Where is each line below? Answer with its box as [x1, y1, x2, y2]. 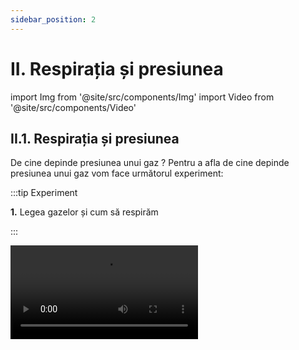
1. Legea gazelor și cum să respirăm [10, 206, 159, 218]
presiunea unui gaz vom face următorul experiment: [10, 167, 224, 180]
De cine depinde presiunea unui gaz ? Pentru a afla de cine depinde [10, 157, 290, 169]
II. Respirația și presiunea [10, 57, 224, 80]
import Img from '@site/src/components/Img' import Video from [10, 91, 275, 103]
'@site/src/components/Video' [10, 101, 137, 113]
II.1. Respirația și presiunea [10, 130, 180, 147]
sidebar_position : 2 [10, 14, 97, 25]
